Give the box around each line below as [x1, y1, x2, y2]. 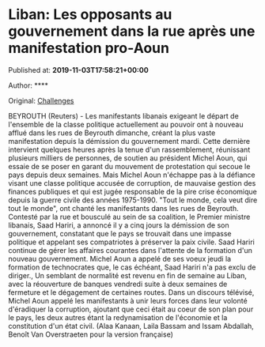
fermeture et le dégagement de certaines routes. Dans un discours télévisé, [8, 287, 255, 297]
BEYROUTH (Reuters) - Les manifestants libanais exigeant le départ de [8, 111, 239, 120]
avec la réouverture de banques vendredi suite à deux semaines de [8, 279, 228, 289]
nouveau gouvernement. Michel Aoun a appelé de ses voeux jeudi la [8, 254, 232, 263]
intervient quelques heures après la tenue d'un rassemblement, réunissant [8, 145, 251, 154]
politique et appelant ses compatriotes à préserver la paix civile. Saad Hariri [8, 237, 255, 247]
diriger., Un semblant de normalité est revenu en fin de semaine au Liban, [8, 270, 248, 280]
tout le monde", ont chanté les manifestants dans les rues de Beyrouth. [8, 203, 239, 213]
